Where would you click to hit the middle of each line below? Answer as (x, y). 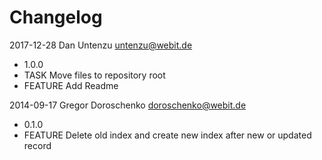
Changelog (56, 17)
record (37, 145)
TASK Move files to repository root (94, 75)
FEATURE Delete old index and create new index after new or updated (167, 135)
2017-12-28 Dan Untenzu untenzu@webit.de (101, 45)
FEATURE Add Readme (71, 85)
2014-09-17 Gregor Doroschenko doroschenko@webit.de (128, 105)
